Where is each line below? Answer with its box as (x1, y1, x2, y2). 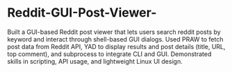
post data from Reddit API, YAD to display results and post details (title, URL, (7, 42, 226, 51)
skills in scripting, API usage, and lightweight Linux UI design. (7, 57, 183, 65)
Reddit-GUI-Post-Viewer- (7, 5, 157, 21)
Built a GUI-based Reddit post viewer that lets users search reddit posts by (7, 28, 221, 36)
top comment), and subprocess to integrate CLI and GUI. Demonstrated (7, 50, 212, 58)
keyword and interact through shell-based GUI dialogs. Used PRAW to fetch (7, 35, 224, 43)
